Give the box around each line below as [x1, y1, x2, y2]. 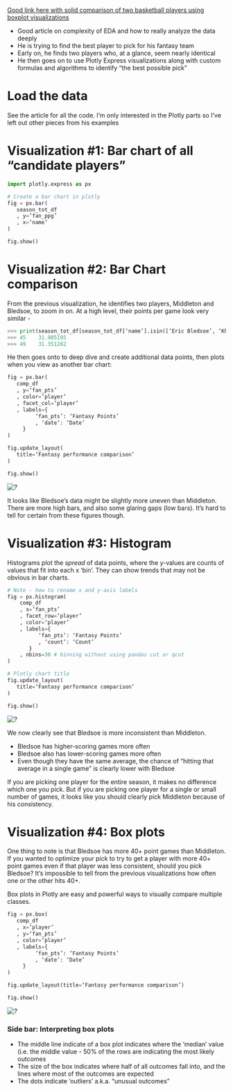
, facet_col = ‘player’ [16, 399, 79, 406]
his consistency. [7, 799, 53, 808]
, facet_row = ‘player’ [19, 612, 82, 620]
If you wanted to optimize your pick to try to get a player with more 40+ [7, 854, 212, 863]
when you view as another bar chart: [7, 360, 112, 369]
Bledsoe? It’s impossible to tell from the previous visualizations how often [7, 869, 216, 877]
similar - [7, 314, 31, 322]
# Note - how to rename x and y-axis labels [7, 587, 138, 594]
